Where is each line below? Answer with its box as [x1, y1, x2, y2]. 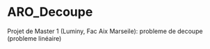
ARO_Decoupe [7, 4, 93, 20]
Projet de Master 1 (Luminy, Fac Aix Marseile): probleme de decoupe [7, 27, 203, 35]
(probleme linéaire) [7, 34, 62, 42]
